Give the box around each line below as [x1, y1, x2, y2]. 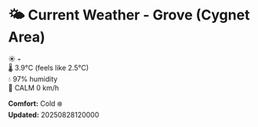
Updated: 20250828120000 [8, 110, 100, 119]
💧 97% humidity [8, 74, 58, 83]
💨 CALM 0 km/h [8, 83, 60, 93]
